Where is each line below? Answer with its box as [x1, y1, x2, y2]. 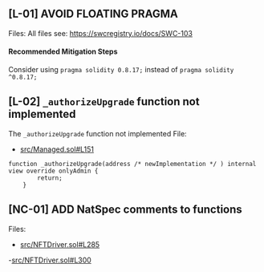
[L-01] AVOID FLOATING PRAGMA [8, 7, 178, 21]
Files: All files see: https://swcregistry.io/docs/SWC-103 [8, 28, 193, 38]
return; [37, 173, 63, 182]
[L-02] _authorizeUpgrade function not [8, 95, 200, 108]
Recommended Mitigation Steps [8, 47, 118, 56]
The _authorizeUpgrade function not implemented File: [8, 128, 187, 138]
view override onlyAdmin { [8, 167, 99, 175]
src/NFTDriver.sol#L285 [19, 239, 100, 249]
